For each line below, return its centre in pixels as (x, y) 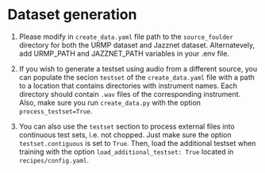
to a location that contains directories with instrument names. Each (128, 86)
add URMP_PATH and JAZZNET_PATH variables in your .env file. (124, 53)
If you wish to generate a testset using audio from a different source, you (138, 68)
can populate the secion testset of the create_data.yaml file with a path (137, 77)
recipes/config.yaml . (54, 160)
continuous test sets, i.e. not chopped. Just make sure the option (125, 135)
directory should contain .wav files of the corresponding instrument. (130, 94)
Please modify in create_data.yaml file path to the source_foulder (126, 37)
